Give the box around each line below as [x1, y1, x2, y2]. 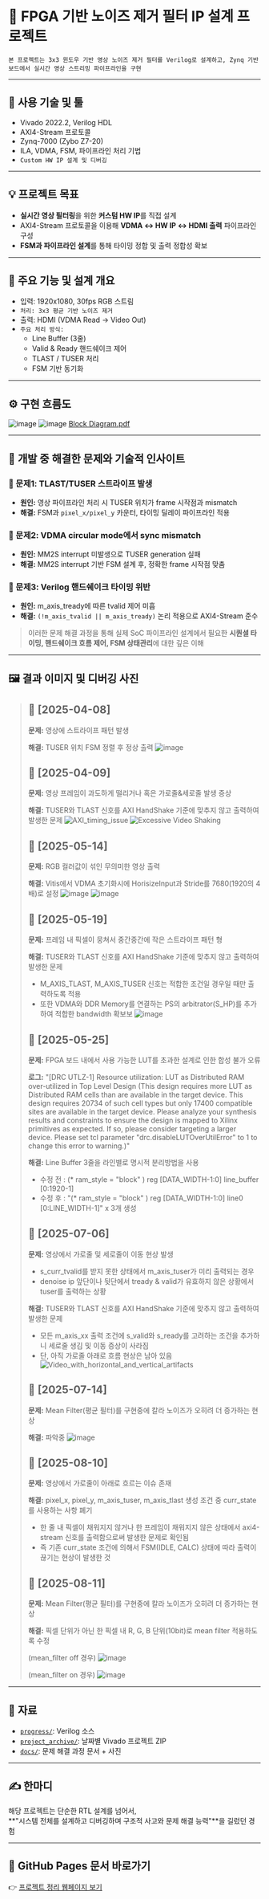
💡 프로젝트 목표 [8, 188, 79, 202]
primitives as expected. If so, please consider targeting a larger [27, 1123, 237, 1133]
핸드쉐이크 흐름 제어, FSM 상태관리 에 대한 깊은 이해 [45, 638, 204, 648]
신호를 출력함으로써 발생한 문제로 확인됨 [64, 1533, 190, 1542]
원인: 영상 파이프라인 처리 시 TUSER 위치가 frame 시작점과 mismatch [19, 497, 238, 507]
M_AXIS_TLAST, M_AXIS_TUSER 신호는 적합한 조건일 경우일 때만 [39, 979, 247, 988]
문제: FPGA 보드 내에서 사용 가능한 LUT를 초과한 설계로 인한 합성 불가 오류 [27, 1055, 261, 1065]
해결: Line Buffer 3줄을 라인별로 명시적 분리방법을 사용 [27, 1157, 199, 1167]
